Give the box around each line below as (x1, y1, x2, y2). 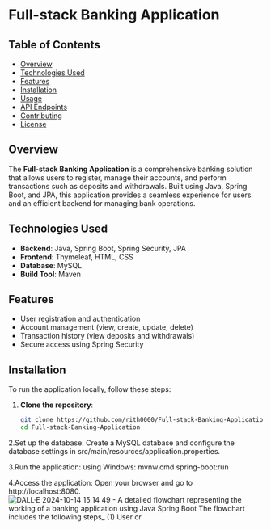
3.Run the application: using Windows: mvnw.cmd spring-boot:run (8, 462, 229, 472)
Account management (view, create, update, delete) (19, 322, 194, 332)
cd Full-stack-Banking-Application (19, 423, 141, 431)
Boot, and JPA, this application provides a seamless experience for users (8, 190, 252, 200)
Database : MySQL (19, 260, 83, 270)
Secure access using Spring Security (19, 339, 144, 349)
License (19, 120, 47, 128)
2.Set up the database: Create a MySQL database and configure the (8, 438, 235, 448)
